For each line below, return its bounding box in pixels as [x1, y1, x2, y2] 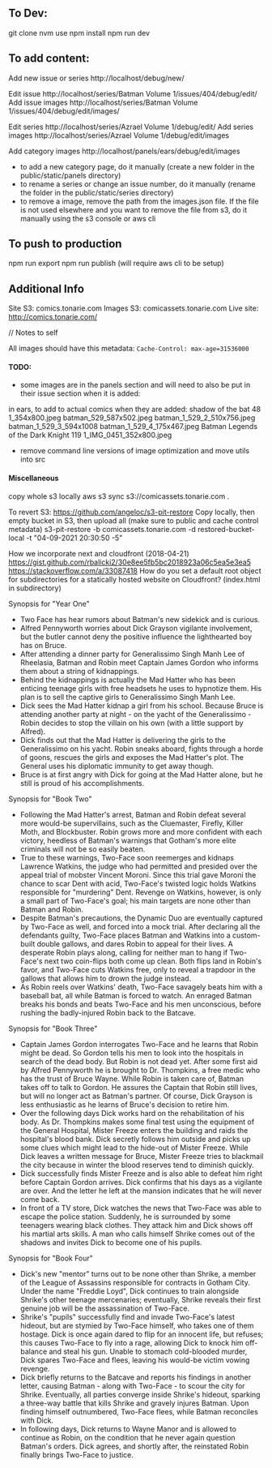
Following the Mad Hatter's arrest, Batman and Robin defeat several [19, 809, 246, 819]
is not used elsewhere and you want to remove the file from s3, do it [19, 204, 248, 214]
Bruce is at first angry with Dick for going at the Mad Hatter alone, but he [19, 770, 263, 779]
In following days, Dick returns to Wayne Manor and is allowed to [19, 1423, 237, 1434]
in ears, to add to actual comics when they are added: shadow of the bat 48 [8, 405, 261, 414]
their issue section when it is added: [19, 388, 141, 398]
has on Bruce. [19, 640, 67, 650]
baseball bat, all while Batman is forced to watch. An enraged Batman [19, 990, 253, 1000]
